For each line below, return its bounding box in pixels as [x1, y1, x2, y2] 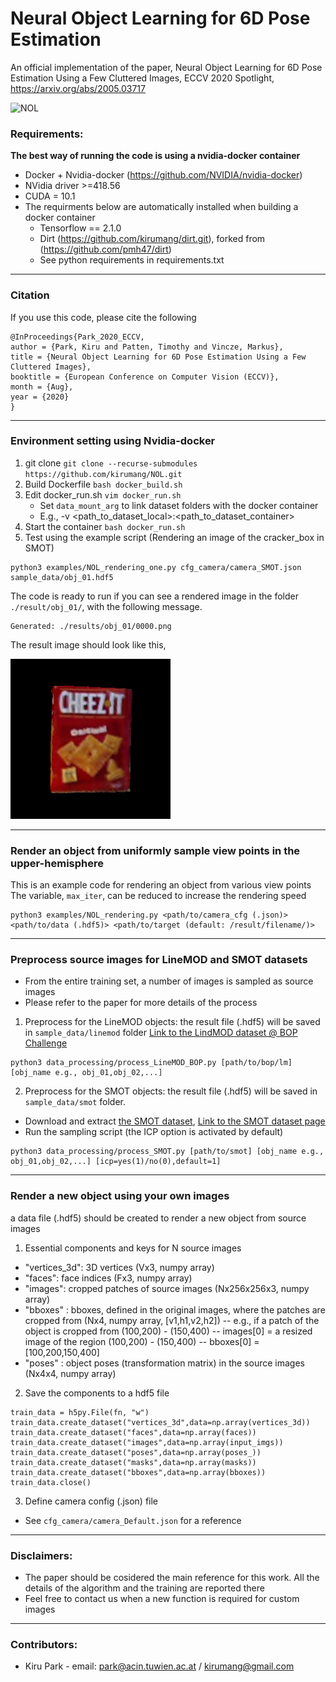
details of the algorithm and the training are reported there [24, 1582, 265, 1594]
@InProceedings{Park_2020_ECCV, [10, 332, 145, 342]
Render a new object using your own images [10, 1189, 230, 1203]
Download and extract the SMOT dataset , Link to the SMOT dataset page [24, 1115, 326, 1127]
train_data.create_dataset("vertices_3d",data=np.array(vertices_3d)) [10, 1417, 311, 1427]
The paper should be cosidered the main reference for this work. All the [24, 1572, 320, 1584]
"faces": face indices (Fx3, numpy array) [24, 1272, 193, 1284]
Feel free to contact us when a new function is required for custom [24, 1593, 300, 1605]
